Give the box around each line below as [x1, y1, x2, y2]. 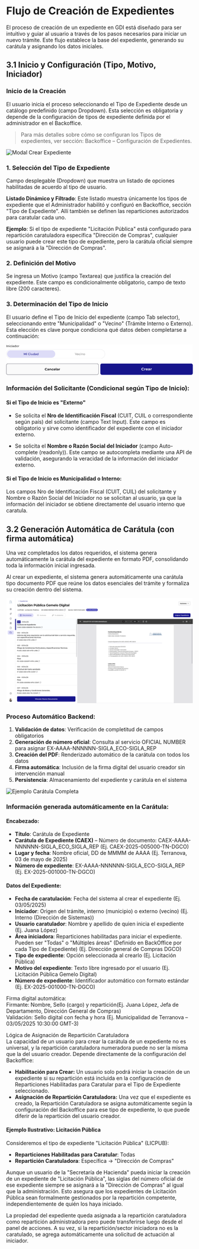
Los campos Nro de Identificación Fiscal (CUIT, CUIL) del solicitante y [6, 488, 176, 495]
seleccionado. [14, 1088, 49, 1095]
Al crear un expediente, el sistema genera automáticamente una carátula [6, 573, 184, 581]
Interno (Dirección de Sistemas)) [14, 914, 95, 921]
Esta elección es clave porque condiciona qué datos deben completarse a [6, 326, 187, 333]
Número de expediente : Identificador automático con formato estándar [14, 977, 190, 984]
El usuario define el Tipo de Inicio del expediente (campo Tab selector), [6, 313, 181, 321]
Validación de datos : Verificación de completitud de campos [14, 726, 164, 733]
